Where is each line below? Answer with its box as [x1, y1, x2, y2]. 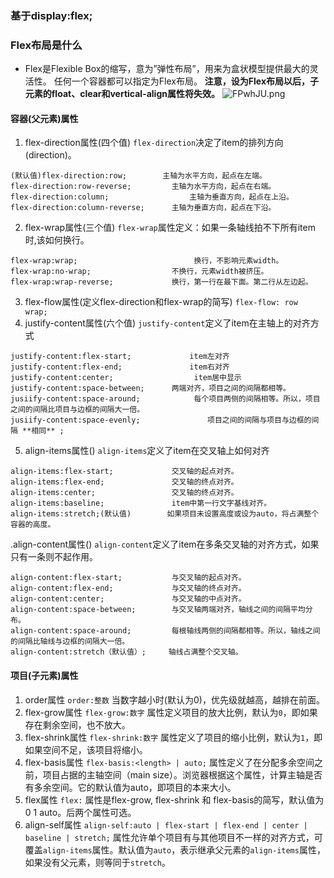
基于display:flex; [10, 8, 93, 22]
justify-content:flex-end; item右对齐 [10, 362, 230, 372]
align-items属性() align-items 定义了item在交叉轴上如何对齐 [24, 445, 270, 457]
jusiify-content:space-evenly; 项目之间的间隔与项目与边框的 [10, 415, 312, 426]
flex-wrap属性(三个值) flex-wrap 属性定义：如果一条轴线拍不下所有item [24, 222, 316, 234]
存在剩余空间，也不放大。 [24, 718, 131, 731]
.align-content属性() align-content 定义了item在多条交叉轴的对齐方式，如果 [10, 538, 320, 551]
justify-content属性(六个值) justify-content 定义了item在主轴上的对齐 [24, 317, 311, 329]
